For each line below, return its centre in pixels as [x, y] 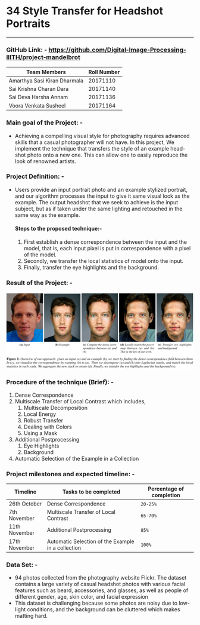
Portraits [28, 24]
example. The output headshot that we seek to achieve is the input [96, 202]
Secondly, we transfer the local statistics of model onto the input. [103, 261]
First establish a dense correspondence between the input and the [105, 242]
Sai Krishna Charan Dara [39, 89]
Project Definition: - [35, 176]
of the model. [40, 255]
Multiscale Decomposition [56, 408]
